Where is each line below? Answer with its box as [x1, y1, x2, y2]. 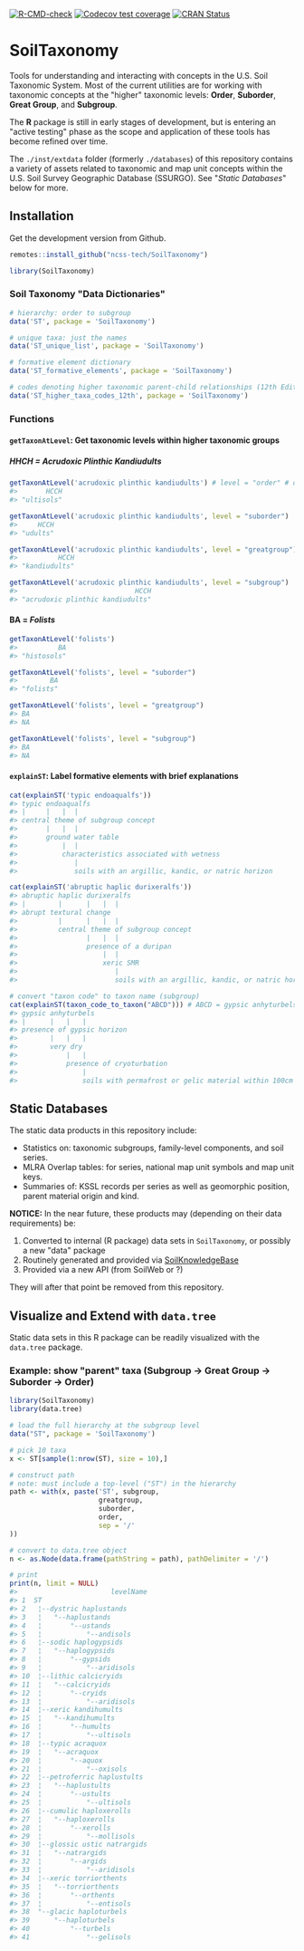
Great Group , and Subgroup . [9, 99, 118, 110]
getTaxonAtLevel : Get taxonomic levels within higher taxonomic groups [9, 435, 280, 446]
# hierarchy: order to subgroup [9, 308, 131, 317]
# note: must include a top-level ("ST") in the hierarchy [9, 1479, 237, 1488]
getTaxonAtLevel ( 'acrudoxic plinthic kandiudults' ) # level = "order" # [9, 478, 290, 488]
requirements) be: [9, 1218, 76, 1229]
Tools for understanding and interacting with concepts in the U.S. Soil [9, 70, 269, 81]
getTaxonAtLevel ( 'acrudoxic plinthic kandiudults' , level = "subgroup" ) [9, 578, 290, 588]
